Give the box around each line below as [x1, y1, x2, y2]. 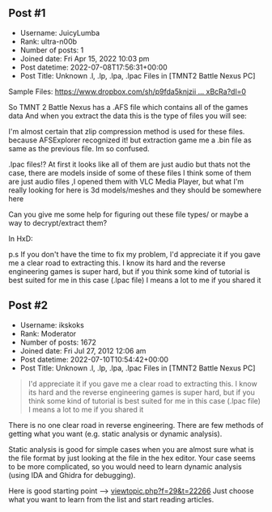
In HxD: [8, 234, 34, 243]
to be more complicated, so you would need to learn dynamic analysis [8, 461, 242, 472]
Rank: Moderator [19, 328, 77, 338]
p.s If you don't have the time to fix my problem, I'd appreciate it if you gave [8, 249, 261, 259]
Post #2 [8, 298, 49, 312]
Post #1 [8, 6, 46, 20]
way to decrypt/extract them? [8, 218, 108, 227]
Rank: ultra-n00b [19, 36, 78, 46]
